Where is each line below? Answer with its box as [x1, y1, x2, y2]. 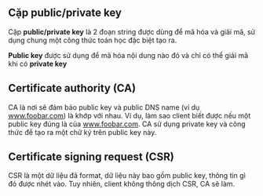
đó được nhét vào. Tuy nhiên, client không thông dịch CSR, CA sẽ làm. [8, 180, 236, 189]
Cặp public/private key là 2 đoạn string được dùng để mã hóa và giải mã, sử [8, 27, 256, 36]
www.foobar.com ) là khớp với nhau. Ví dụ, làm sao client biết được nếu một [8, 111, 251, 120]
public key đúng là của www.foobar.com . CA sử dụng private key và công [8, 119, 246, 129]
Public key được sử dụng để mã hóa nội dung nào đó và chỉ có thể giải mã [8, 50, 249, 60]
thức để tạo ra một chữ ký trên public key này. [8, 127, 157, 136]
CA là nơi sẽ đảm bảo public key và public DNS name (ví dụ [8, 102, 200, 112]
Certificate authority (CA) [8, 82, 136, 95]
